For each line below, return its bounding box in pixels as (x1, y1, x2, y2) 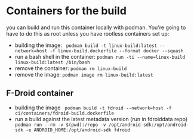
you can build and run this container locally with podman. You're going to (6, 24, 186, 31)
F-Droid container (6, 88, 74, 99)
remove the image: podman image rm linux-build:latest (14, 71, 153, 78)
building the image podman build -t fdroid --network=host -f (14, 104, 172, 111)
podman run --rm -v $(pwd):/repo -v (14, 122, 106, 128)
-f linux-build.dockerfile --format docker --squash (50, 48, 184, 54)
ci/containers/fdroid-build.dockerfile (14, 110, 115, 116)
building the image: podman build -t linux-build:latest (14, 42, 157, 49)
